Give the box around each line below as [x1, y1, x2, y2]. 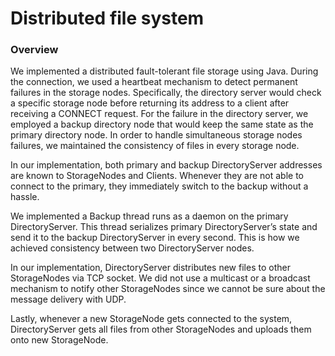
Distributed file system [10, 7, 205, 30]
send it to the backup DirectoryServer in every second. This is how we [10, 232, 300, 244]
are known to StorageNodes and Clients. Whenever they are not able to [10, 170, 304, 182]
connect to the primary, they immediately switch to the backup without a [10, 180, 309, 192]
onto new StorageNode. [10, 334, 109, 346]
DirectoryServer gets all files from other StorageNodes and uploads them [10, 323, 312, 336]
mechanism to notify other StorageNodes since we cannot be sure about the [10, 283, 326, 295]
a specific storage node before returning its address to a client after [10, 97, 290, 109]
